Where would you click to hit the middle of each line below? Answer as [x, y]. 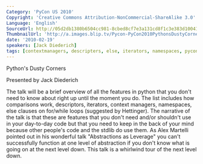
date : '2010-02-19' [31, 40]
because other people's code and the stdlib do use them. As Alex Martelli [98, 130]
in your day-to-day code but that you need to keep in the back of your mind [100, 124]
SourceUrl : [20, 29]
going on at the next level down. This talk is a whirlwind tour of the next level [101, 149]
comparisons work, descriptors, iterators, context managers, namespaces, [99, 104]
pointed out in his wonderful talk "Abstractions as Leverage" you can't [93, 136]
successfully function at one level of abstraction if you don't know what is [98, 143]
